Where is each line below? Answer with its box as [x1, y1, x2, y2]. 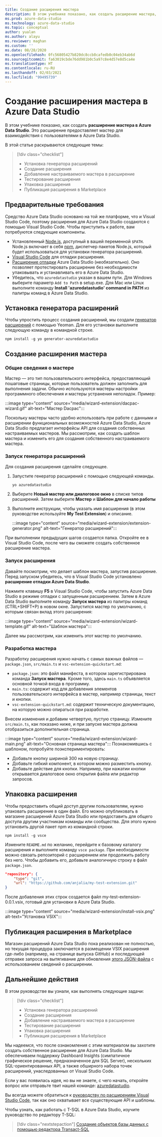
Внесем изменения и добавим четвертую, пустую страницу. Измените [5, 716, 152, 722]
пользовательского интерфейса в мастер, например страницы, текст [12, 691, 156, 697]
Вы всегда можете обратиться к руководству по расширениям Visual [5, 1092, 149, 1098]
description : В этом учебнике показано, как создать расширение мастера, [5, 12, 157, 17]
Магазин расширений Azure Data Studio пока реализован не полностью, [5, 941, 155, 947]
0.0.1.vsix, [5, 899, 25, 905]
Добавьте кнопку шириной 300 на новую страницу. [12, 755, 119, 761]
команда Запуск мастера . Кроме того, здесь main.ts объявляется [12, 676, 150, 681]
